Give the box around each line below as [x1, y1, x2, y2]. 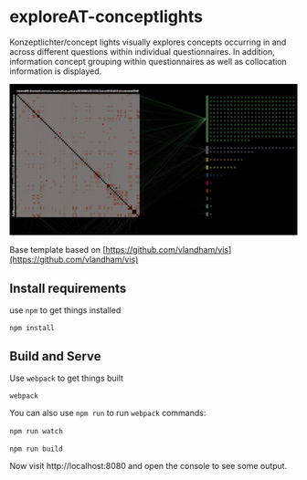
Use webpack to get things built [9, 372, 123, 383]
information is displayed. [9, 66, 102, 77]
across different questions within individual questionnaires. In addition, [9, 46, 276, 57]
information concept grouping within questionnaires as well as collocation [9, 56, 288, 67]
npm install [9, 324, 55, 333]
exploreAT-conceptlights [9, 6, 204, 27]
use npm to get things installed [9, 305, 122, 316]
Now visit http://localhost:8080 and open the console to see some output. [9, 461, 288, 471]
